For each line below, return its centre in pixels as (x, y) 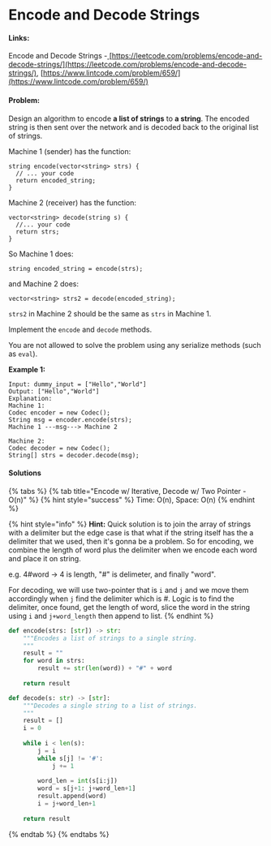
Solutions (25, 473)
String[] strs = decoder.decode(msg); (74, 455)
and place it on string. (45, 558)
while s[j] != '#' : (71, 758)
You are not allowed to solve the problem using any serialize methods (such (135, 345)
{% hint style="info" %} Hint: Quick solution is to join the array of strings (130, 524)
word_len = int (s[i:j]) (77, 781)
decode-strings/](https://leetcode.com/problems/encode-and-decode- (128, 64)
